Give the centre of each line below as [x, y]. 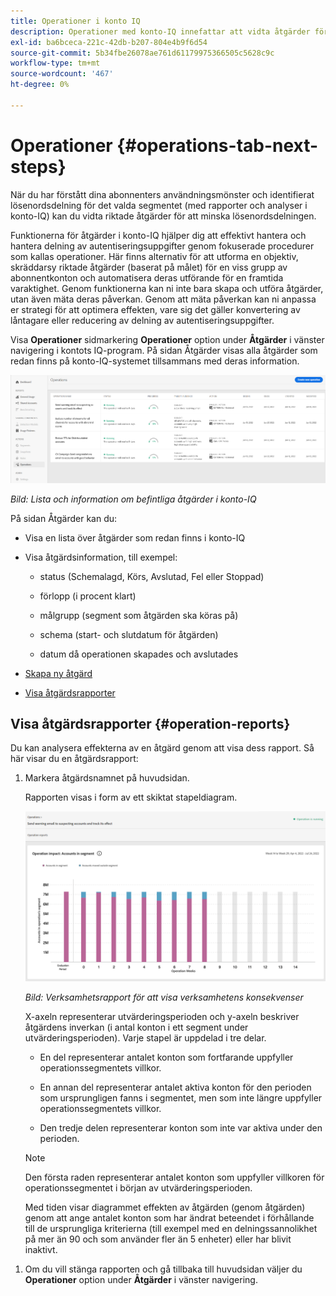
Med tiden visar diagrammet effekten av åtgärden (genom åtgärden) [165, 1207]
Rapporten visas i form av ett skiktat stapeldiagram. [131, 797]
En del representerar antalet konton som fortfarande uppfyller [166, 1057]
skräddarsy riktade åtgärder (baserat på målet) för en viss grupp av [149, 267]
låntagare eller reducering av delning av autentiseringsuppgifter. [142, 320]
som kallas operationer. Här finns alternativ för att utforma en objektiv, [154, 256]
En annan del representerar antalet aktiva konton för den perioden [175, 1087]
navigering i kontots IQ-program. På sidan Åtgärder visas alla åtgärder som [164, 350]
